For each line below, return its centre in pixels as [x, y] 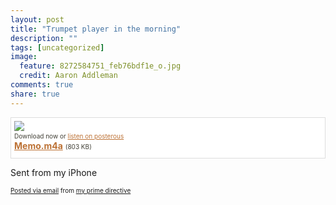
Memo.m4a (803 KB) [53, 145]
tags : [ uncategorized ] [57, 47]
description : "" [44, 38]
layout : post [37, 19]
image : [24, 57]
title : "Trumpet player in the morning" [96, 29]
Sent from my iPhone [54, 172]
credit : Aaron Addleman [68, 76]
